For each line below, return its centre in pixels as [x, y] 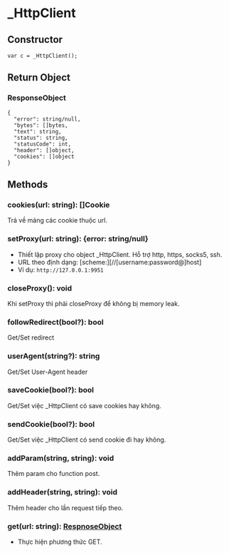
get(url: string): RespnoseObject [65, 526]
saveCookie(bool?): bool [51, 390]
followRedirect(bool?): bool [56, 322]
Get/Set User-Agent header [48, 372]
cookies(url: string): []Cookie [59, 205]
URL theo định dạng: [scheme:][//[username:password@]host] [110, 262]
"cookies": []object [44, 156]
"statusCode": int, [43, 144]
